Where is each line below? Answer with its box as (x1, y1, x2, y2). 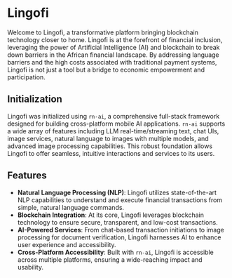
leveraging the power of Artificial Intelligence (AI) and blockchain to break (7, 43, 220, 51)
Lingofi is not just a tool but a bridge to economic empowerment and (7, 65, 205, 74)
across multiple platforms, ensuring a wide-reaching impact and (17, 255, 203, 264)
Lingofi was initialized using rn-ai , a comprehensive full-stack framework (7, 112, 220, 120)
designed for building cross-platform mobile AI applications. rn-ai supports (7, 119, 226, 128)
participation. (7, 72, 46, 81)
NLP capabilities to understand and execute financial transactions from (17, 195, 223, 204)
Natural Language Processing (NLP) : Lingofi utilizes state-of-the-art (17, 188, 217, 197)
